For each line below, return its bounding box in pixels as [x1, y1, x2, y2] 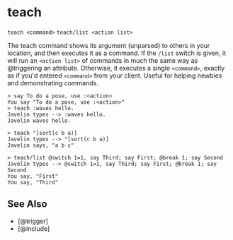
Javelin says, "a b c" [7, 142, 74, 149]
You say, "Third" [7, 179, 59, 186]
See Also [7, 198, 47, 210]
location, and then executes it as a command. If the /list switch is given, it [7, 49, 227, 57]
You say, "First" [7, 172, 59, 180]
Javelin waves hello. [7, 117, 72, 124]
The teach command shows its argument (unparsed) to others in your [7, 41, 210, 49]
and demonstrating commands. [7, 78, 99, 87]
